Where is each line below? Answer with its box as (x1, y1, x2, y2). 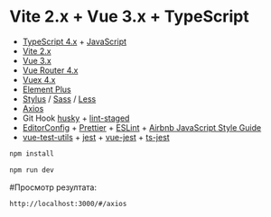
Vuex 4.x (22, 74, 56, 85)
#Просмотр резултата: (9, 182, 98, 193)
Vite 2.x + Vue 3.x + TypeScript (9, 6, 250, 27)
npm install (9, 149, 54, 158)
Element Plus (22, 84, 71, 95)
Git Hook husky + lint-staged (22, 113, 130, 123)
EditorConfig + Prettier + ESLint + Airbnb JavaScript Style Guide (22, 122, 262, 132)
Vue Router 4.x (22, 65, 79, 76)
